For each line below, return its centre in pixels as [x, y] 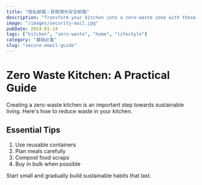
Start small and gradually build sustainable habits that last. [79, 175]
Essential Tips [33, 130]
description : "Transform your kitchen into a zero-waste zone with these [101, 17]
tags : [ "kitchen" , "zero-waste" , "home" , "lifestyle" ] [77, 34]
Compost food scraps [42, 157]
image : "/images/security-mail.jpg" [52, 23]
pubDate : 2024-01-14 [32, 29]
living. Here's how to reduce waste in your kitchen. [70, 111]
